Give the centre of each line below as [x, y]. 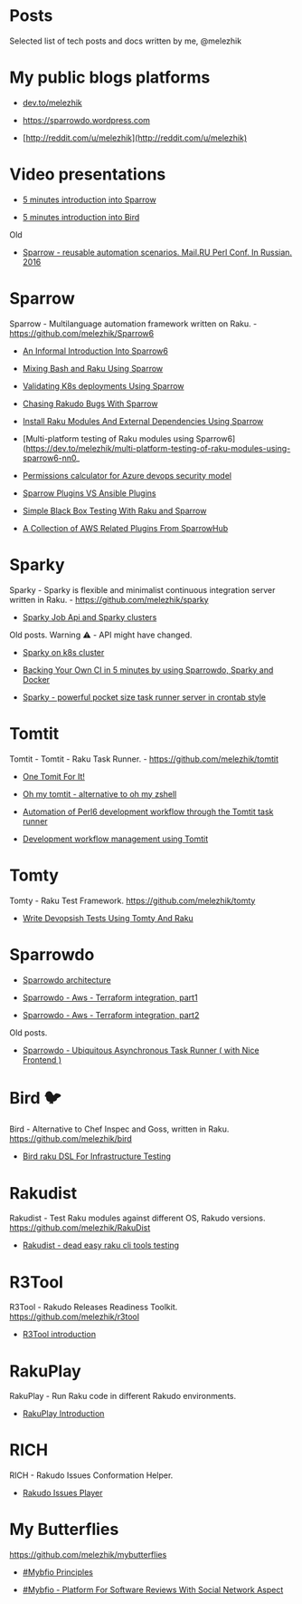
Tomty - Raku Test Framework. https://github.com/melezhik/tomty [132, 900]
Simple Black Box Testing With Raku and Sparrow [114, 510]
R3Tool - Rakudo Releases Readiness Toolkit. [94, 1308]
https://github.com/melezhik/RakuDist [80, 1228]
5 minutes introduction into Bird [81, 217]
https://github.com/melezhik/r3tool [75, 1317]
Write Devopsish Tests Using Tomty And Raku [108, 918]
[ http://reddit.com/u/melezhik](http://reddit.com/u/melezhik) [135, 138]
